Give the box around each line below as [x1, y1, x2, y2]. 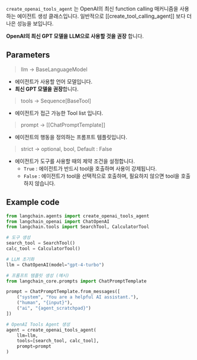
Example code [6, 197, 60, 207]
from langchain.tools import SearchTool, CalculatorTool [6, 224, 150, 230]
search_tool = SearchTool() [6, 240, 76, 246]
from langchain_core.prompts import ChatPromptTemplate [6, 278, 147, 284]
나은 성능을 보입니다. [6, 20, 54, 27]
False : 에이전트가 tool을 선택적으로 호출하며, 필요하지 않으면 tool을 [23, 172, 180, 179]
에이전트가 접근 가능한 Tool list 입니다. [14, 109, 104, 117]
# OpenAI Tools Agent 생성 [6, 322, 70, 327]
